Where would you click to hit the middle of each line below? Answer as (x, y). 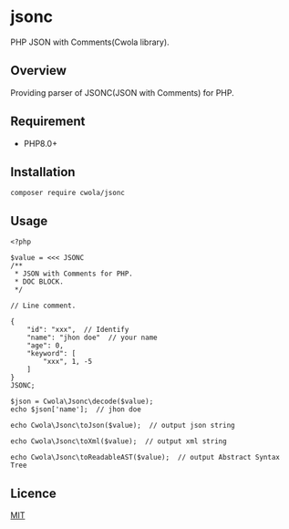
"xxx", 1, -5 (68, 362)
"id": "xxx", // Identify (78, 330)
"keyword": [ (52, 354)
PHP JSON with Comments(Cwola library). (90, 42)
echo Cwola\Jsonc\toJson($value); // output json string (123, 426)
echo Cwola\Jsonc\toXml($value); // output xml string (119, 441)
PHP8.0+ (41, 143)
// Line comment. (43, 306)
